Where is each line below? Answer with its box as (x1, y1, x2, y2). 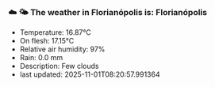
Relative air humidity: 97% (19, 44, 106, 54)
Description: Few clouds (19, 62, 99, 71)
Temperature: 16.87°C (19, 28, 91, 37)
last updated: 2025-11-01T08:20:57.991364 (19, 70, 160, 79)
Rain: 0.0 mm (19, 53, 63, 62)
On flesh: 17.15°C (19, 36, 75, 46)
